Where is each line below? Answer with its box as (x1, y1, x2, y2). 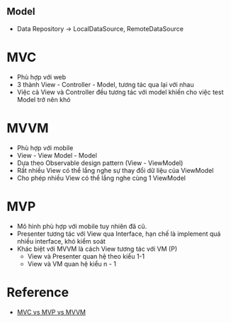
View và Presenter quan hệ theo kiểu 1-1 (27, 251, 145, 261)
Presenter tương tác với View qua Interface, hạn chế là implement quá (16, 229, 221, 238)
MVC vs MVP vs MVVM (16, 307, 86, 316)
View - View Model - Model (16, 151, 97, 159)
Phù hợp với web (16, 72, 67, 81)
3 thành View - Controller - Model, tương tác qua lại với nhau (16, 80, 194, 89)
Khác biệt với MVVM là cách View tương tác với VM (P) (16, 244, 178, 253)
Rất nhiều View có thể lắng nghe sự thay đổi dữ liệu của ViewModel (16, 166, 214, 174)
